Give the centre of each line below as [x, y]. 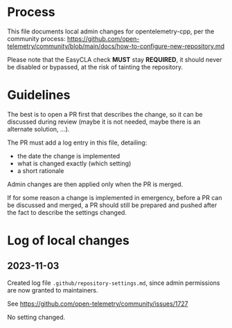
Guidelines [39, 95]
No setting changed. [36, 317]
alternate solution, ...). [38, 129]
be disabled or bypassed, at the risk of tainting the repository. [95, 67]
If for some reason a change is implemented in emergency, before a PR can [115, 197]
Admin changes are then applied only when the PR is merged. [95, 184]
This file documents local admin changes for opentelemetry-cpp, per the [111, 31]
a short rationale [41, 170]
